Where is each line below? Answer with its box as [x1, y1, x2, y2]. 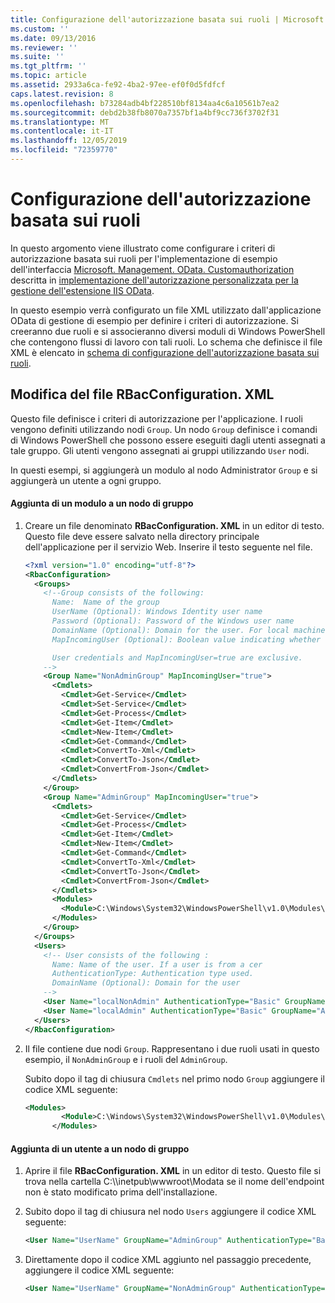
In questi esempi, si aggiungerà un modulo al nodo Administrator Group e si [10, 464, 318, 476]
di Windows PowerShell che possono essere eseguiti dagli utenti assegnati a [10, 434, 326, 446]
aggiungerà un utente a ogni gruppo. [10, 474, 162, 486]
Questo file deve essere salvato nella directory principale [24, 530, 260, 542]
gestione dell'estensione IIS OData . [10, 284, 155, 296]
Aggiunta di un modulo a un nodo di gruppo [10, 497, 194, 510]
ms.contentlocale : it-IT [10, 126, 114, 136]
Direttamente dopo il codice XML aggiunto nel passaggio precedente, [24, 1254, 312, 1266]
